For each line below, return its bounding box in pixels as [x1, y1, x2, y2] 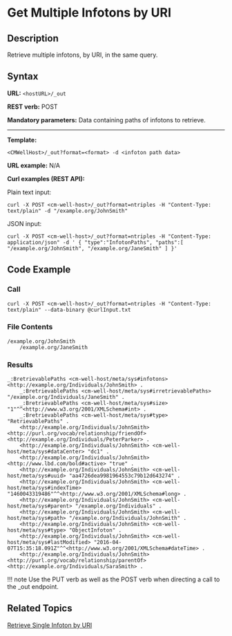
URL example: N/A [7, 161, 61, 169]
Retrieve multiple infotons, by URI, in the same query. [7, 50, 158, 59]
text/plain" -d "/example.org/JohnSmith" [7, 207, 128, 214]
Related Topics [7, 603, 72, 615]
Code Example [7, 264, 71, 276]
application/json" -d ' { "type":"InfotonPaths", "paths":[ [7, 238, 184, 246]
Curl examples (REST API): [7, 174, 85, 183]
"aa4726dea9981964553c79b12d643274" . [68, 472, 181, 480]
